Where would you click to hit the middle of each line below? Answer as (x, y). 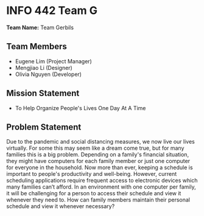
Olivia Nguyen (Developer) (48, 74)
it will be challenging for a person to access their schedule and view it (94, 193)
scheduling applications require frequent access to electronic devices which (102, 181)
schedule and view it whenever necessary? (61, 206)
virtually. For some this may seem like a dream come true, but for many (95, 148)
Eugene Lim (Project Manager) (54, 61)
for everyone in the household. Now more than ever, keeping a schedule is (100, 167)
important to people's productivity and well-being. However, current (92, 174)
